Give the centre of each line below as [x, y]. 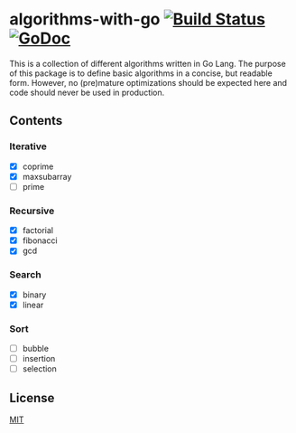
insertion [39, 359]
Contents [36, 121]
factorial [38, 231]
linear [33, 305]
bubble [36, 349]
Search [26, 275]
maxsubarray [47, 176]
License [32, 398]
